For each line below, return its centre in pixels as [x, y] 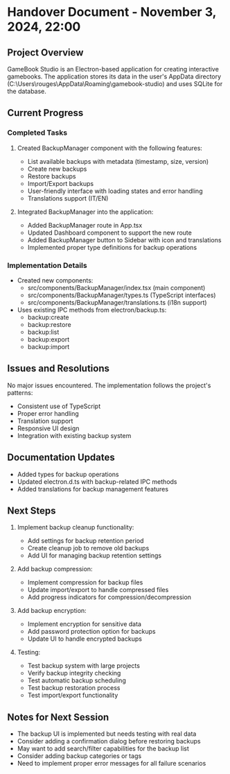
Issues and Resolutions [58, 369]
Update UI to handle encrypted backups [85, 639]
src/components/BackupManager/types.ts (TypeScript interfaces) [122, 295]
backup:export [48, 339]
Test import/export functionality [73, 696]
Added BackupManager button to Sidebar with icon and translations [124, 239]
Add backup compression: [55, 569]
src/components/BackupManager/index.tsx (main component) [116, 287]
